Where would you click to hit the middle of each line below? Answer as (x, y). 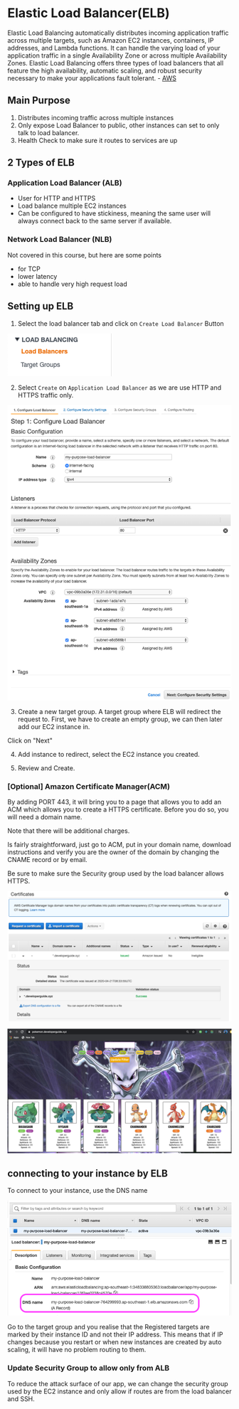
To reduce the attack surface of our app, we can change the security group (118, 1383)
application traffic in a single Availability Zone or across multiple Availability (117, 55)
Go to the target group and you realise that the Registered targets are (108, 1327)
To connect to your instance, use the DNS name (78, 1191)
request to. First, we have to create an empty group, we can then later (120, 719)
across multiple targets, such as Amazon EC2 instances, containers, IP (111, 40)
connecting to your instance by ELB (88, 1173)
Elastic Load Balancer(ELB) (89, 13)
